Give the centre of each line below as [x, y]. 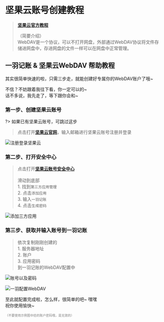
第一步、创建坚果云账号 [33, 110]
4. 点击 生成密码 [32, 205]
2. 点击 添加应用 [32, 193]
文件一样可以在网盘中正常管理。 [98, 48]
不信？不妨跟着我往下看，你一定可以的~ [46, 89]
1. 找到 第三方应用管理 [37, 187]
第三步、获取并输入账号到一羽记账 [46, 230]
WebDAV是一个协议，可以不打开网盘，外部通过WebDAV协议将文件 [86, 42]
